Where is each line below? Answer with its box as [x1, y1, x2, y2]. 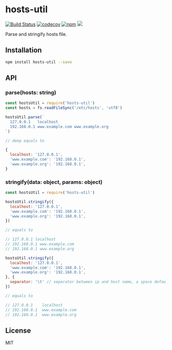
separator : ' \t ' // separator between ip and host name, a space [10, 279, 153, 285]
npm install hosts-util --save [5, 59, 72, 64]
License [5, 326, 31, 335]
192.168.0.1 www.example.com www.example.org [10, 124, 109, 129]
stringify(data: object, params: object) [5, 178, 103, 185]
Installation [5, 46, 42, 55]
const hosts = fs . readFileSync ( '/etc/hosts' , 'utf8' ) [5, 105, 123, 111]
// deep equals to [5, 138, 45, 143]
